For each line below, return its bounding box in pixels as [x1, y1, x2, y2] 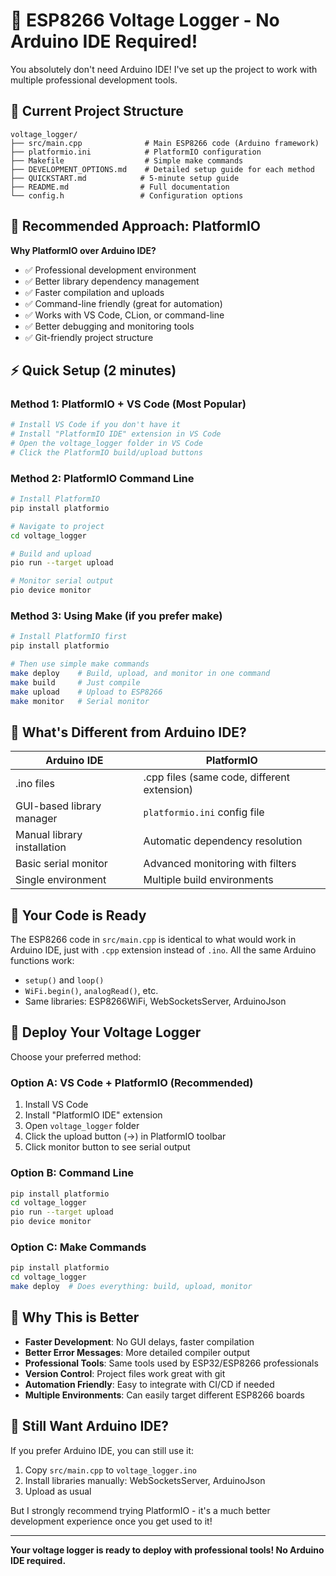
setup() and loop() [24, 974, 105, 986]
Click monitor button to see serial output [24, 1141, 191, 1153]
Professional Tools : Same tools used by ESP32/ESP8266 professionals [24, 1357, 319, 1369]
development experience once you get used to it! [10, 1515, 213, 1527]
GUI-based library [15, 799, 102, 813]
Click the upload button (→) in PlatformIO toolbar [24, 1130, 227, 1143]
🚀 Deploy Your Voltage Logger [10, 1024, 202, 1041]
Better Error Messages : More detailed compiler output [24, 1346, 251, 1358]
